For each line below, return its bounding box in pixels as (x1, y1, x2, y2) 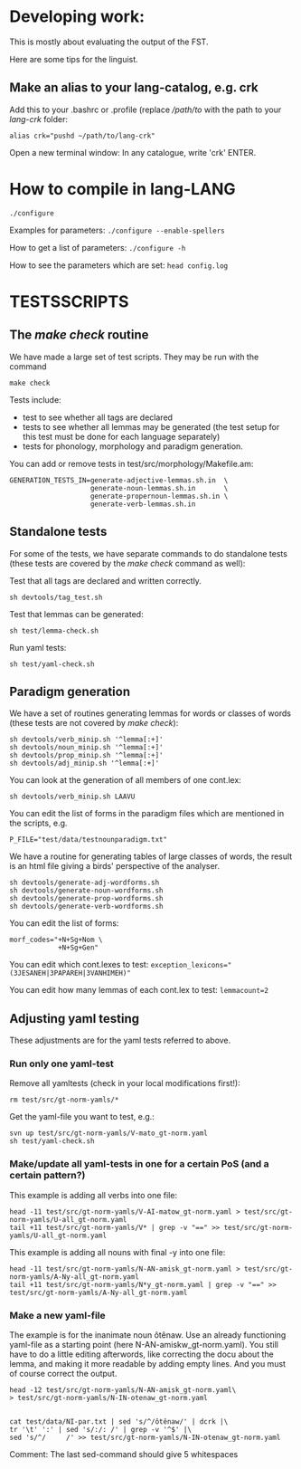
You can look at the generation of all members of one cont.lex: (9, 775, 241, 786)
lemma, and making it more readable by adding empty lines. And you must (9, 1359, 287, 1369)
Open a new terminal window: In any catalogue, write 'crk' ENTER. (9, 147, 257, 157)
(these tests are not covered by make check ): (9, 718, 179, 729)
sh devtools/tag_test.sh (9, 593, 103, 602)
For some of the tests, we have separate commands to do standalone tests (9, 548, 287, 558)
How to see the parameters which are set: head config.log (9, 260, 229, 271)
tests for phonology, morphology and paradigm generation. (22, 441, 244, 452)
